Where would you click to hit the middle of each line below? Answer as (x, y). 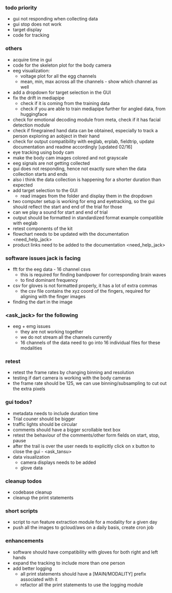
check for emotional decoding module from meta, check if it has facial (87, 119)
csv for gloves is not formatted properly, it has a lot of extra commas (85, 285)
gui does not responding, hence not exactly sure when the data (80, 169)
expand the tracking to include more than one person (69, 563)
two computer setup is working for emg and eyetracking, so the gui (84, 201)
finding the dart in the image (42, 302)
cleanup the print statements (43, 498)
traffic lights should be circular (45, 424)
